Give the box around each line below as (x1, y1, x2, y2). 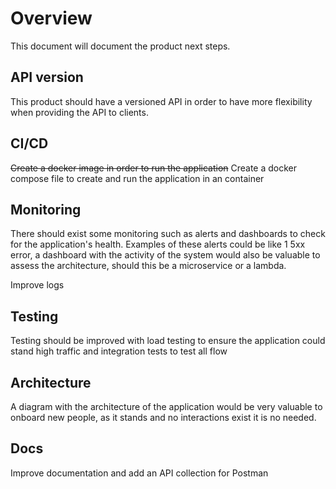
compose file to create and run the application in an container (10, 172, 265, 184)
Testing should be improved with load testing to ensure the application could (10, 335, 326, 347)
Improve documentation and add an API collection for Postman (10, 467, 269, 479)
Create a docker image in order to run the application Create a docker (10, 162, 298, 174)
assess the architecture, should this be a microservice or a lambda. (10, 260, 287, 272)
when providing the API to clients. (10, 106, 149, 118)
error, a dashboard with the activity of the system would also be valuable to (10, 249, 321, 261)
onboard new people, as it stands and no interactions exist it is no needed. (10, 412, 317, 423)
